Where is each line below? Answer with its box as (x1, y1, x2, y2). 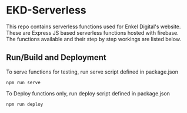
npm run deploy (6, 101, 44, 107)
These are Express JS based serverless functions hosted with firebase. (6, 29, 179, 36)
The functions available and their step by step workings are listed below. (6, 35, 181, 42)
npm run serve (6, 79, 41, 85)
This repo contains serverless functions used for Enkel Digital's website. (6, 23, 181, 30)
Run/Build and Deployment (6, 52, 107, 62)
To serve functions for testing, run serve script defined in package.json (6, 68, 178, 75)
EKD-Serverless (6, 4, 86, 17)
